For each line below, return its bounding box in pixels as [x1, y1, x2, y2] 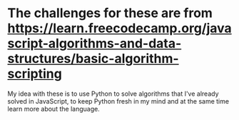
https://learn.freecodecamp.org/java [7, 20, 232, 36]
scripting [7, 66, 62, 82]
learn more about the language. [7, 104, 100, 113]
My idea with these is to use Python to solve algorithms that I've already [7, 89, 219, 98]
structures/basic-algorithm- [7, 51, 180, 67]
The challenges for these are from [7, 5, 213, 21]
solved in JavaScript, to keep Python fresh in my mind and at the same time [7, 96, 230, 105]
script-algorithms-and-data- [7, 36, 182, 51]
